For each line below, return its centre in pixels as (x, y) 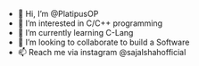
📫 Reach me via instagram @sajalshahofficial (102, 52)
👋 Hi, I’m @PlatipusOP (58, 14)
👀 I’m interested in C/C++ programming (90, 23)
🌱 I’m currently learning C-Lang (75, 33)
